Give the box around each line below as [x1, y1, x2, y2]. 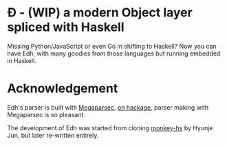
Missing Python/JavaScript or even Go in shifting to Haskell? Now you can [7, 42, 217, 50]
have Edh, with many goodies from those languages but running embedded [7, 49, 221, 58]
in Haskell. [7, 56, 36, 64]
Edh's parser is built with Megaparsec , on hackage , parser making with [7, 103, 209, 111]
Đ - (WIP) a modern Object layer [7, 5, 193, 21]
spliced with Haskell [7, 19, 125, 35]
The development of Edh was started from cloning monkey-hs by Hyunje [7, 123, 213, 132]
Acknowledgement [7, 81, 118, 97]
